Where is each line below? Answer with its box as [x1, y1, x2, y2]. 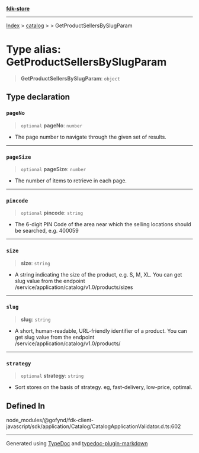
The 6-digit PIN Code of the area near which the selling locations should [14, 221, 191, 228]
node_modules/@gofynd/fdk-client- [6, 416, 94, 423]
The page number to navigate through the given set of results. [14, 133, 167, 140]
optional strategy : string [20, 372, 84, 380]
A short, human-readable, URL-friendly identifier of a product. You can [14, 327, 188, 334]
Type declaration [6, 92, 70, 102]
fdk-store [6, 5, 30, 12]
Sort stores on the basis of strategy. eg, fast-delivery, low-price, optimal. [14, 384, 192, 391]
